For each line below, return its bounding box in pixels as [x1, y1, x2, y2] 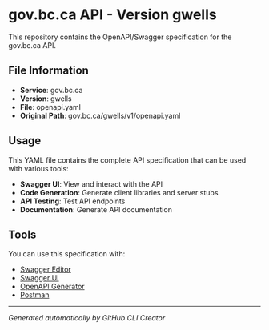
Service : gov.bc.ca [19, 85, 83, 95]
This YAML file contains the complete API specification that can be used [8, 155, 247, 165]
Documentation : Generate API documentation [19, 204, 172, 214]
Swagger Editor [19, 264, 72, 274]
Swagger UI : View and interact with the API [19, 179, 163, 189]
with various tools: [8, 163, 70, 173]
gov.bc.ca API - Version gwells [8, 6, 218, 24]
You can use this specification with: [8, 249, 126, 259]
